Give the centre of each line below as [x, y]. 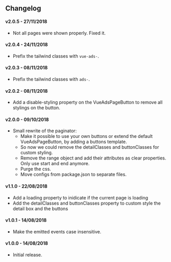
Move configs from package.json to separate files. [73, 174]
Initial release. [27, 255]
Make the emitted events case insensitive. [57, 231]
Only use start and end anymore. [55, 164]
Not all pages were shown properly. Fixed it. [59, 33]
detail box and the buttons [40, 208]
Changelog [23, 8]
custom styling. [37, 153]
